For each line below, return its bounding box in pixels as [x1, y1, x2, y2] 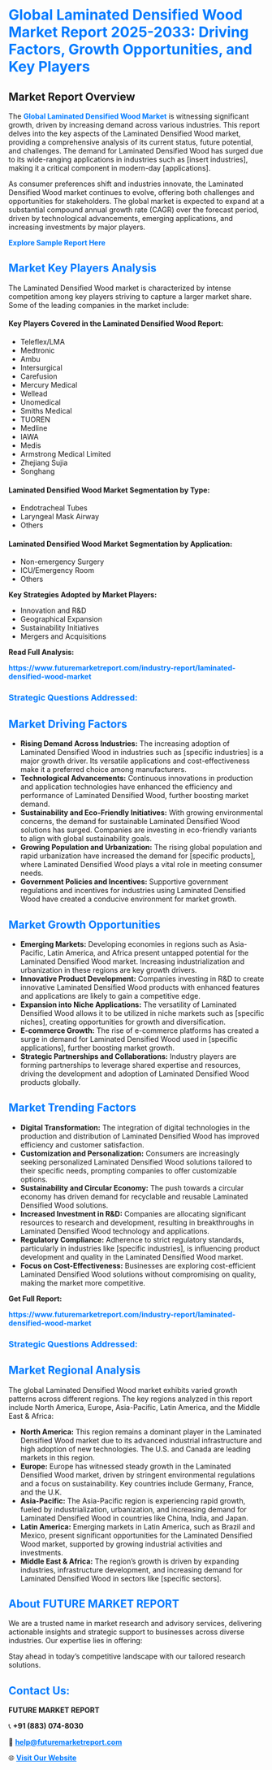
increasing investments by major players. [8, 222, 146, 232]
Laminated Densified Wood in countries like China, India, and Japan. [19, 1513, 249, 1523]
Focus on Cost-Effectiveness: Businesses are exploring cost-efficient [19, 1260, 256, 1270]
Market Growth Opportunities [8, 918, 161, 931]
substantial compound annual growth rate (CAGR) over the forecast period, [8, 205, 260, 215]
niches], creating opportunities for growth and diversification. [19, 1017, 226, 1026]
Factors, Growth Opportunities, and [8, 41, 253, 59]
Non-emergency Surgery [19, 557, 105, 566]
